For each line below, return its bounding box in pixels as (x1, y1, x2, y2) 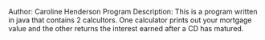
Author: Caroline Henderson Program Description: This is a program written (8, 7, 259, 16)
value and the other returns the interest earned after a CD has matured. (8, 24, 244, 33)
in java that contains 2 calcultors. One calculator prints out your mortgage (8, 15, 252, 25)
